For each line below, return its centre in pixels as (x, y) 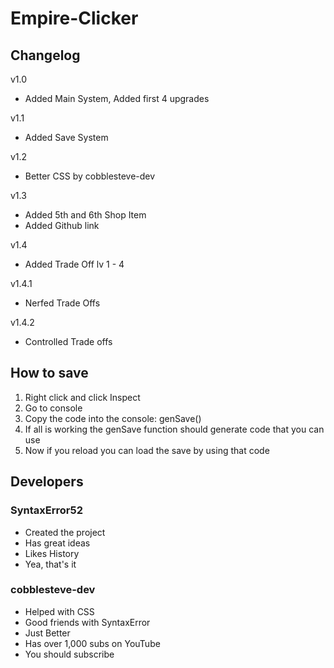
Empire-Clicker (74, 18)
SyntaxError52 (46, 510)
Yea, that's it (50, 564)
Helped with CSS (59, 611)
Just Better (47, 633)
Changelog (45, 55)
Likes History (52, 553)
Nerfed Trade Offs (62, 303)
